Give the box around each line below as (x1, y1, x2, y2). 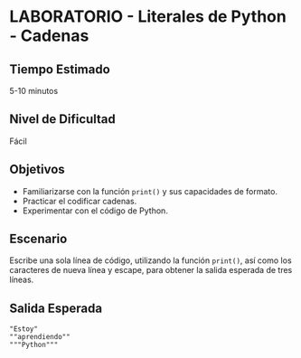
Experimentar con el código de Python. (22, 205, 169, 216)
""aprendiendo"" (9, 333, 71, 342)
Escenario (9, 231, 68, 247)
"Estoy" (9, 325, 39, 334)
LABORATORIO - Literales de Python (9, 6, 287, 27)
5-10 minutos (9, 86, 59, 96)
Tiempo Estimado (9, 61, 110, 77)
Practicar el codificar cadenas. (22, 195, 137, 206)
